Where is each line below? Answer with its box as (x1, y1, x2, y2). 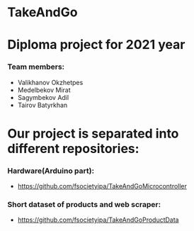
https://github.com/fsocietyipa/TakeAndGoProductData (17, 215, 179, 224)
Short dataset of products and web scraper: (7, 200, 161, 210)
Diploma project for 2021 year (7, 37, 186, 53)
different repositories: (7, 140, 139, 157)
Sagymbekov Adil (17, 93, 69, 101)
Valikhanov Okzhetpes (17, 78, 84, 86)
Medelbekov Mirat (17, 86, 71, 94)
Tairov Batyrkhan (17, 101, 68, 109)
